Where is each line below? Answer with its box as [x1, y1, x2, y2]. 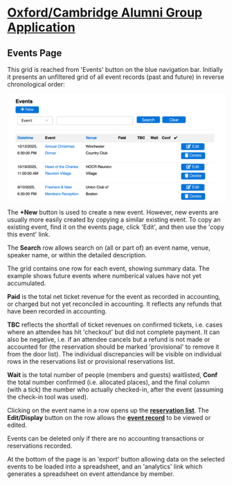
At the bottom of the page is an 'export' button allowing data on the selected [7, 455, 225, 464]
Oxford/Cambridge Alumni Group [7, 5, 203, 21]
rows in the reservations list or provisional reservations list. [7, 358, 175, 366]
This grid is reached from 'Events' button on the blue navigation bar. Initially [7, 66, 223, 73]
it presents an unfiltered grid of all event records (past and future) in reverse [7, 73, 225, 81]
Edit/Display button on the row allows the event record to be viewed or [7, 414, 211, 422]
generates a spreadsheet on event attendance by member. [7, 470, 175, 478]
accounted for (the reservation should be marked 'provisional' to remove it [7, 342, 220, 351]
